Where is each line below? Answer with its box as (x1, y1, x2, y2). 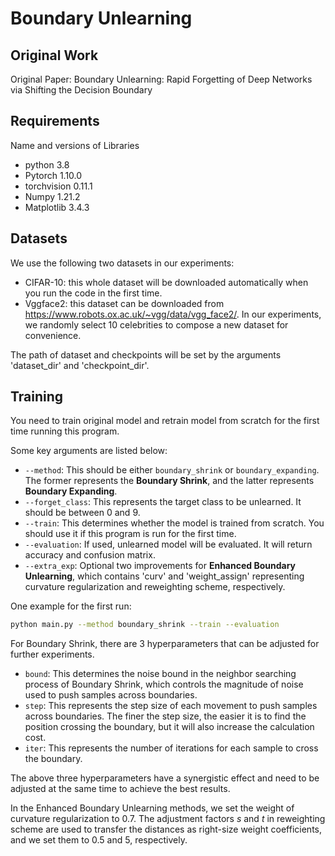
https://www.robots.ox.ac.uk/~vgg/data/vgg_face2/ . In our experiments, (24, 308, 322, 320)
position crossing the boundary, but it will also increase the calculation (24, 721, 315, 733)
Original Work (10, 47, 99, 64)
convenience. (24, 329, 82, 341)
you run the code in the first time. (24, 287, 163, 299)
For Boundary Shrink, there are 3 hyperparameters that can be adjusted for (10, 638, 320, 650)
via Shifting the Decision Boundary (10, 84, 153, 96)
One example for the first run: (10, 600, 132, 612)
